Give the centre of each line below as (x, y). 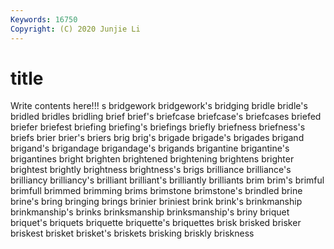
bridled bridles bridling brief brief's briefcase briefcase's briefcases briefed (166, 117)
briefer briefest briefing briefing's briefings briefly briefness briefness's (158, 127)
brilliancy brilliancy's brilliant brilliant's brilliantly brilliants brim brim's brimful (167, 180)
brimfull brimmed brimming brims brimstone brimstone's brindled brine (156, 191)
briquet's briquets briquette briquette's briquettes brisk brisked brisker (156, 223)
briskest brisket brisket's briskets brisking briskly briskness (132, 233)
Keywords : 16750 (44, 19)
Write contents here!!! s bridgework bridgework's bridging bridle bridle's (159, 106)
